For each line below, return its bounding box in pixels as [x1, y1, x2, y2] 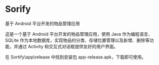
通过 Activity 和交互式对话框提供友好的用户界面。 [18, 43, 119, 49]
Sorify [5, 3, 31, 15]
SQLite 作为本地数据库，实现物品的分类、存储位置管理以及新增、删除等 [5, 37, 150, 43]
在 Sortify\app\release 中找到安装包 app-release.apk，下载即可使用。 [5, 54, 147, 60]
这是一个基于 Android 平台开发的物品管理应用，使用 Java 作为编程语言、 [5, 31, 153, 37]
